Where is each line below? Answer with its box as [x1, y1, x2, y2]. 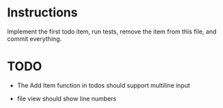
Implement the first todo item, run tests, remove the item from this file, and [7, 27, 217, 36]
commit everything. [7, 34, 62, 42]
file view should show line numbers [16, 94, 117, 103]
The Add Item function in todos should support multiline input [16, 81, 190, 90]
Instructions [7, 5, 78, 21]
